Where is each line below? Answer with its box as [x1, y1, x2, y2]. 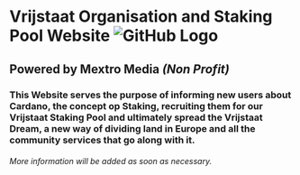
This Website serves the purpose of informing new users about [9, 88, 292, 101]
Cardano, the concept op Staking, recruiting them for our [9, 99, 263, 112]
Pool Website [9, 25, 111, 46]
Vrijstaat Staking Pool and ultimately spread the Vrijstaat [9, 111, 263, 124]
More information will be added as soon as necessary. [9, 156, 213, 167]
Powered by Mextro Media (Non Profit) [9, 61, 230, 77]
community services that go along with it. [9, 134, 195, 146]
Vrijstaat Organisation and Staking [9, 6, 273, 27]
